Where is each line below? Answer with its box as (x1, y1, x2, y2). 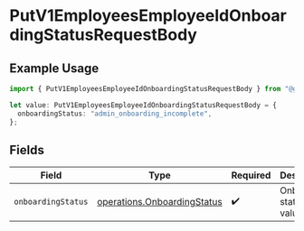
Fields (9, 142, 45, 158)
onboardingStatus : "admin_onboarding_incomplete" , (17, 109, 213, 118)
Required (231, 169, 271, 181)
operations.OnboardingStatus (96, 196, 223, 208)
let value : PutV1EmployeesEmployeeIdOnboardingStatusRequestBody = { (9, 100, 278, 109)
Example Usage (9, 60, 100, 76)
